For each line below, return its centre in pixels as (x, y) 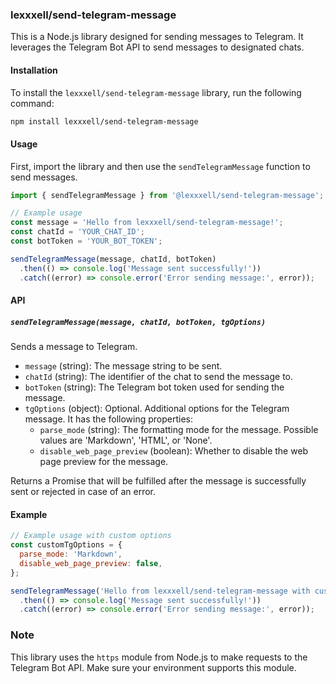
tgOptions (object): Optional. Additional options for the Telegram (157, 409)
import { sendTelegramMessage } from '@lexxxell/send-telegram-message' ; (167, 195)
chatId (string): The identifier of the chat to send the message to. (159, 377)
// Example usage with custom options (91, 536)
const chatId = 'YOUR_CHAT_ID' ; (77, 232)
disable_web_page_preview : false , (91, 563)
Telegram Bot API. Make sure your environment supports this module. (153, 667)
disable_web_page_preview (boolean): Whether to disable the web (174, 451)
